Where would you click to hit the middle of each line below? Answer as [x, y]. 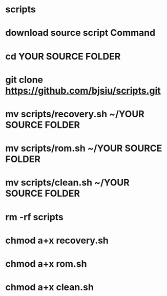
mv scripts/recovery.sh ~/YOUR [75, 114]
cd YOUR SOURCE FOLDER [63, 56]
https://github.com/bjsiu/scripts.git [83, 90]
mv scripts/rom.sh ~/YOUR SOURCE [84, 148]
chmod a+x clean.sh [49, 287]
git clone [24, 80]
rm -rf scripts [35, 217]
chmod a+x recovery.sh [57, 240]
